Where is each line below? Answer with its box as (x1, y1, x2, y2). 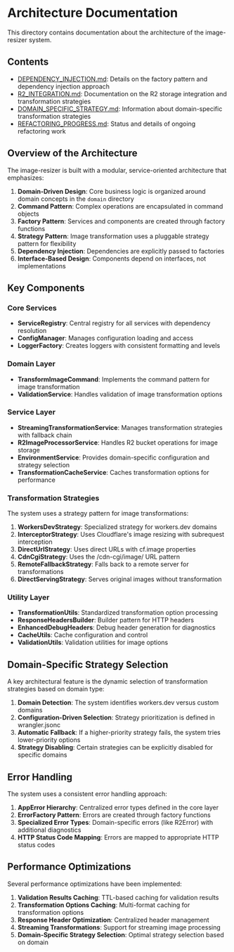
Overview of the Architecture (7, 148, 138, 159)
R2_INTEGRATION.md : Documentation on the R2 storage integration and (17, 89, 227, 98)
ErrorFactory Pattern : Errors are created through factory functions (17, 811, 211, 819)
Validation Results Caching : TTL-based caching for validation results (17, 893, 219, 901)
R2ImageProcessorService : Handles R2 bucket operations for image (17, 438, 218, 447)
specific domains (17, 750, 67, 759)
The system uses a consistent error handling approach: (7, 790, 167, 798)
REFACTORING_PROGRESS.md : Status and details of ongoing (17, 119, 195, 128)
